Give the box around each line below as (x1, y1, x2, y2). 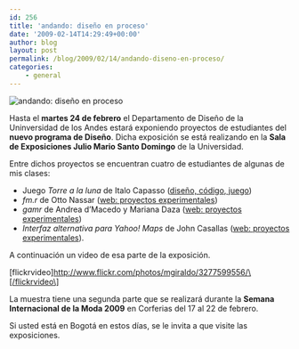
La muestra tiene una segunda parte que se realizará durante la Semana (9, 293, 275, 304)
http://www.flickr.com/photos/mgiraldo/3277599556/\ (53, 266, 252, 277)
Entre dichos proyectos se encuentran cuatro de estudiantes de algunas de (9, 158, 285, 169)
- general (25, 71, 62, 80)
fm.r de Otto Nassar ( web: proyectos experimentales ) (21, 194, 218, 205)
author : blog (9, 37, 58, 47)
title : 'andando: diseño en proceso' (9, 21, 149, 30)
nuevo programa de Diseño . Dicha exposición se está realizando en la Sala (9, 131, 287, 142)
